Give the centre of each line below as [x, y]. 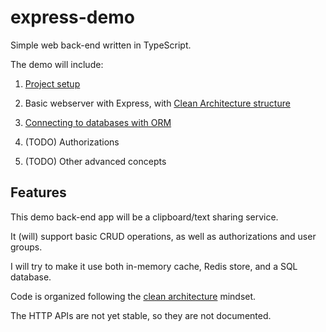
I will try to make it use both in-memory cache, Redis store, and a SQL [154, 266]
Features [38, 192]
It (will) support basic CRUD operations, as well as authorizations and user [163, 236]
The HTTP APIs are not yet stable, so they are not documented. [141, 315]
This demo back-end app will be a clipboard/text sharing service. [144, 217]
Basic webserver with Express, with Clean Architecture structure [157, 103]
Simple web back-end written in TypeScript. [101, 45]
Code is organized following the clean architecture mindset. [133, 296]
